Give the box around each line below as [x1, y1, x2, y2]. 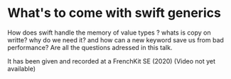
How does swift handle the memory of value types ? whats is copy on [7, 28, 211, 37]
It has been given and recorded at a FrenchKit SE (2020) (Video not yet [7, 56, 215, 65]
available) [7, 64, 36, 73]
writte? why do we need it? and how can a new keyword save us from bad [7, 35, 224, 44]
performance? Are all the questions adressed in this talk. [7, 43, 173, 51]
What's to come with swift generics [7, 5, 222, 21]
